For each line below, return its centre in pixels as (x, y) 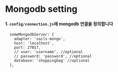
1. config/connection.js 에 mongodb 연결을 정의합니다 (59, 24)
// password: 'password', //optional (53, 56)
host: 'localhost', (34, 43)
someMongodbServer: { (32, 35)
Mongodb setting (41, 9)
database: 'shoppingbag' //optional (52, 61)
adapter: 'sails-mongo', (40, 39)
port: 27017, (28, 48)
